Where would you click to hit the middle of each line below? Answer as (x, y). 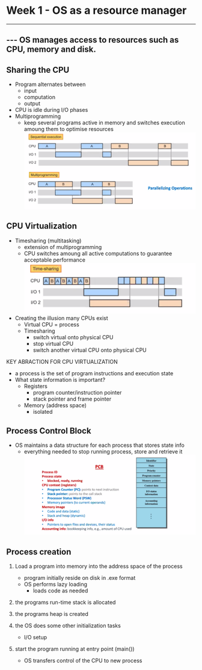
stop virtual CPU (53, 344)
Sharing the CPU (38, 70)
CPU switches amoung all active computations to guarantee (98, 253)
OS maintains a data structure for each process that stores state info (99, 445)
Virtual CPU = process (51, 325)
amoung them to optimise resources (69, 129)
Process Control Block (49, 431)
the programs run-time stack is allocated (65, 603)
